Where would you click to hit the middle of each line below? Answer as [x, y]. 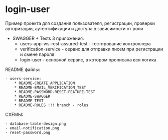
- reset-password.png [28, 132]
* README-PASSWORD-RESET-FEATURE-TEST [55, 92]
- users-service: [23, 79]
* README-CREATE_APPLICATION [45, 83]
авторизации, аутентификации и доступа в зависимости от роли [74, 28]
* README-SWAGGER [32, 96]
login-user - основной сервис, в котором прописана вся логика [88, 59]
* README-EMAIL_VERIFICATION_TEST [50, 87]
